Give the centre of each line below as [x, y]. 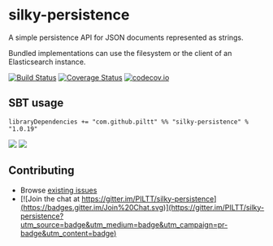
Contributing [41, 171]
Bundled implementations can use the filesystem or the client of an [120, 53]
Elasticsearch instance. [47, 62]
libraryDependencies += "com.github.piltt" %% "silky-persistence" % [129, 122]
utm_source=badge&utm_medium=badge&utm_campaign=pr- [124, 224]
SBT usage [36, 103]
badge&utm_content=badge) [68, 233]
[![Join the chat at [50, 199]
